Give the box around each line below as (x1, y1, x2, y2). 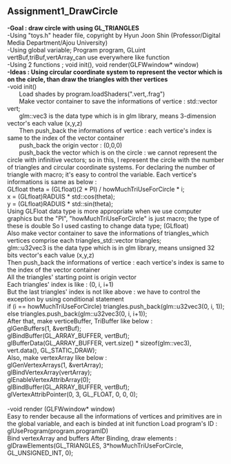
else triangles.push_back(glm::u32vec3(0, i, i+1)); (7, 310, 148, 318)
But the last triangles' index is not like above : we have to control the (7, 288, 201, 296)
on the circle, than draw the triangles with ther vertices (7, 75, 168, 83)
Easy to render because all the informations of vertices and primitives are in (7, 412, 222, 420)
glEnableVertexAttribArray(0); (7, 375, 91, 383)
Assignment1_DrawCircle (7, 6, 119, 17)
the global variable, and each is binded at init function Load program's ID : (7, 419, 218, 427)
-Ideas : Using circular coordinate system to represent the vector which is (7, 68, 223, 76)
